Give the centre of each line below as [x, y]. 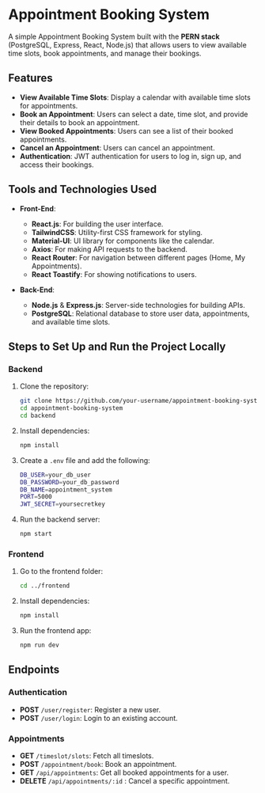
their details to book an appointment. [79, 122]
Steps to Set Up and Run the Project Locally [117, 346]
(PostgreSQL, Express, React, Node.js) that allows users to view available [127, 44]
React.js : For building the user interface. [97, 224]
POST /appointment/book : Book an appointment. [98, 764]
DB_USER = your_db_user [55, 475]
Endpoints [34, 670]
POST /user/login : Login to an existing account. [98, 718]
